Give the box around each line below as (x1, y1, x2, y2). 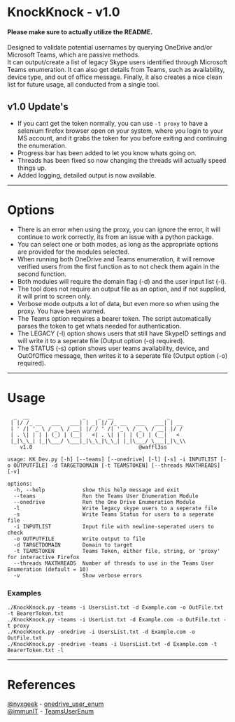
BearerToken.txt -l (7, 647, 64, 654)
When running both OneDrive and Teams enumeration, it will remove (17, 255, 215, 263)
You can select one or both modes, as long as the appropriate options (17, 240, 219, 249)
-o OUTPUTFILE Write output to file (13, 535, 145, 542)
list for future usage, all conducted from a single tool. (7, 80, 160, 89)
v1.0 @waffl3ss (20, 444, 168, 451)
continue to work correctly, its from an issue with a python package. (17, 233, 214, 241)
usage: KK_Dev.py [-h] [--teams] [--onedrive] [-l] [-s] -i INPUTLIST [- (7, 456, 227, 463)
